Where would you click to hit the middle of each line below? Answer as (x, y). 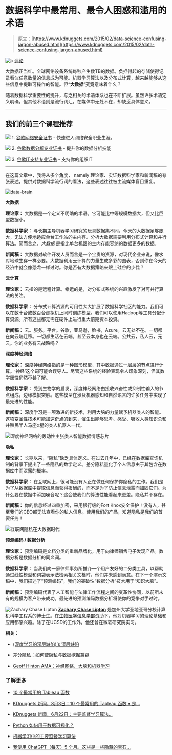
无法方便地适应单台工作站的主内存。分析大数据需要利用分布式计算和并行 (90, 237)
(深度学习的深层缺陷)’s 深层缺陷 (46, 644)
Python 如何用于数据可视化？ (43, 725)
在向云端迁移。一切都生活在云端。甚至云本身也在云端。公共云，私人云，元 (84, 336)
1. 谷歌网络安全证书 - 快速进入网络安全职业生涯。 (63, 137)
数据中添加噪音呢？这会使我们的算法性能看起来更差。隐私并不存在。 (95, 494)
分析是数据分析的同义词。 (37, 557)
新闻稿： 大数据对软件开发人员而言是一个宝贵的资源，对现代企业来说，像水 (84, 254)
